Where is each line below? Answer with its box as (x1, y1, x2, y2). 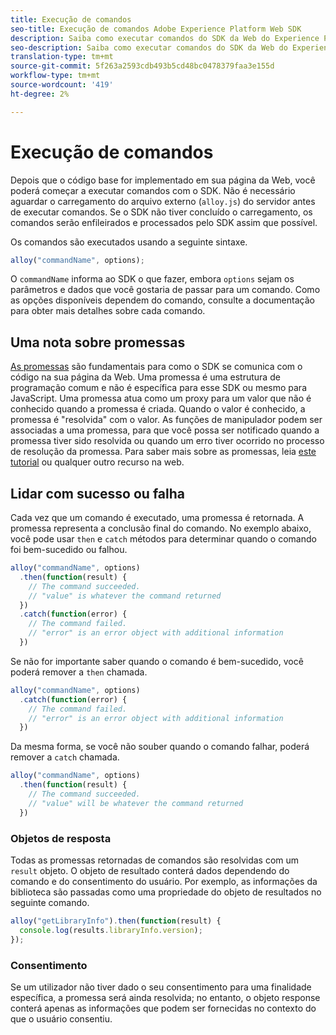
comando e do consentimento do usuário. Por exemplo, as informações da (10, 875, 318, 887)
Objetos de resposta (10, 831, 112, 845)
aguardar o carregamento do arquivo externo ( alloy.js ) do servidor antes (10, 195, 316, 207)
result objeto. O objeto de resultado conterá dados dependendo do (10, 864, 290, 876)
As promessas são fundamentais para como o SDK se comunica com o (10, 361, 303, 373)
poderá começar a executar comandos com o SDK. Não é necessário (10, 184, 296, 196)
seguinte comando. (10, 896, 90, 908)
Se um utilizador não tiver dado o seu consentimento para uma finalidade (10, 981, 312, 993)
